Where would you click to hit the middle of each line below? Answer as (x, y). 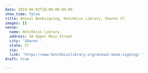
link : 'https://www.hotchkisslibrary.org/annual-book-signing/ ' (77, 54)
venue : (12, 28)
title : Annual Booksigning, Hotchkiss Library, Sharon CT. (66, 18)
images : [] (16, 23)
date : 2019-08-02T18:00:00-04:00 (39, 9)
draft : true (17, 59)
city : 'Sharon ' (26, 41)
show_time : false (23, 14)
